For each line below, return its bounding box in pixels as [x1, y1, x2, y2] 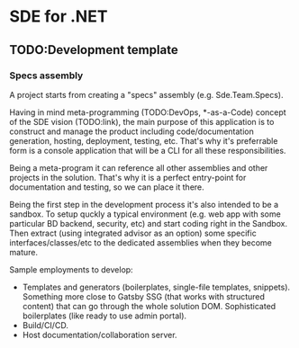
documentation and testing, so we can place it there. [9, 182, 204, 192]
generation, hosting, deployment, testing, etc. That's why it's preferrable [9, 135, 278, 146]
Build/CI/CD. [22, 319, 69, 330]
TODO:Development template [9, 42, 178, 58]
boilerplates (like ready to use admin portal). [22, 310, 187, 321]
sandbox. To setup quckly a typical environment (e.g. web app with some [9, 209, 281, 219]
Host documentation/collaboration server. [22, 329, 177, 340]
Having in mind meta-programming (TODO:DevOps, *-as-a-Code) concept [9, 106, 286, 118]
